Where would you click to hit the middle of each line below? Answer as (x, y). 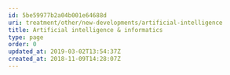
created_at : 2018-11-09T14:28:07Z (65, 59)
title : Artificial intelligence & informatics (86, 30)
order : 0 (22, 45)
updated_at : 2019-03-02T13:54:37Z (65, 52)
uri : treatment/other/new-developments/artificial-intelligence (115, 23)
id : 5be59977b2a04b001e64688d (58, 15)
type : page (26, 37)
